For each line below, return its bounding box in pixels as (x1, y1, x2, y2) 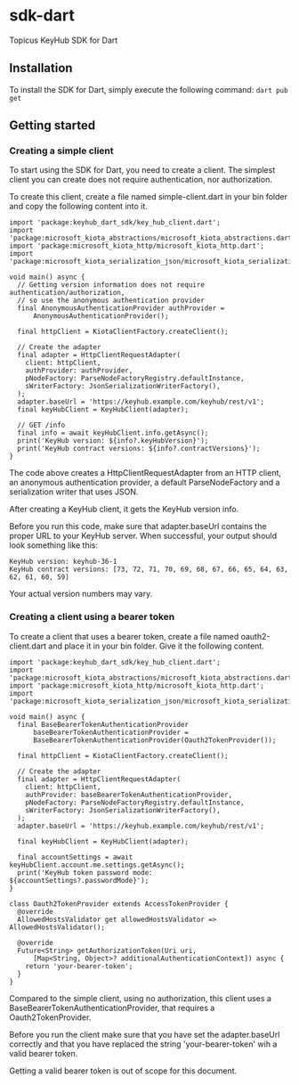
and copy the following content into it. (9, 201, 149, 212)
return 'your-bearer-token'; (25, 961, 133, 971)
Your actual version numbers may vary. (9, 589, 153, 600)
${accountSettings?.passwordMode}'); (9, 876, 149, 885)
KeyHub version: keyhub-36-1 (9, 558, 117, 567)
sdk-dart (9, 5, 76, 26)
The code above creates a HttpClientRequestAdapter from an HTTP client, (9, 468, 282, 478)
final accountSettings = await (17, 852, 133, 861)
